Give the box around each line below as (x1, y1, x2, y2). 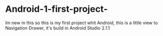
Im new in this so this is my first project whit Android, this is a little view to (5, 20, 158, 26)
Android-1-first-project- (5, 3, 108, 15)
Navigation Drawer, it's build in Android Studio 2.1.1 (5, 25, 110, 31)
